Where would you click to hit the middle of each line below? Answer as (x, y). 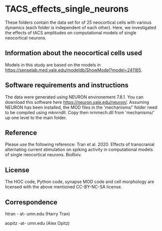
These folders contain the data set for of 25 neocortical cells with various (78, 22)
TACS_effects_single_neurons (67, 9)
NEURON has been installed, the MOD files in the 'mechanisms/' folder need (81, 107)
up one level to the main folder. (36, 117)
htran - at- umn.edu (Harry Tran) (38, 214)
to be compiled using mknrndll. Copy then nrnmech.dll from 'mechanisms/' (80, 112)
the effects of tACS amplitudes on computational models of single (71, 33)
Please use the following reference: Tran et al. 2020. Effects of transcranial (80, 145)
